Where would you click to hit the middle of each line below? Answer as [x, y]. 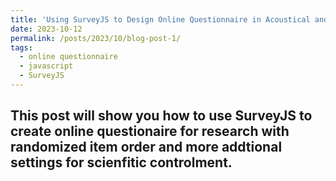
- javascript [46, 66]
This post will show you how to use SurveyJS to [161, 116]
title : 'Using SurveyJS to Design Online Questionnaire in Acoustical [160, 19]
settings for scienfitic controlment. [121, 162]
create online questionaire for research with [150, 131]
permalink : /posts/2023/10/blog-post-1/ [96, 38]
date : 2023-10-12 [46, 29]
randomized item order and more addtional [146, 147]
